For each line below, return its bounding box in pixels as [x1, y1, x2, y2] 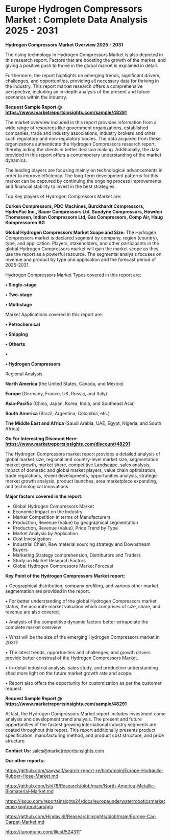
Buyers [12, 546, 28, 553]
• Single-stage [5, 281, 37, 287]
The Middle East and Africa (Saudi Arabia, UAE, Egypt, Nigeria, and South [5, 420, 162, 426]
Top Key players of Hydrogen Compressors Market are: [5, 193, 121, 199]
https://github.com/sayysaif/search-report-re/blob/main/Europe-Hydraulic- [5, 767, 164, 774]
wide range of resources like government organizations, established [5, 125, 149, 131]
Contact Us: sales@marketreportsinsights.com [5, 748, 105, 754]
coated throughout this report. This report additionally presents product [5, 727, 156, 733]
